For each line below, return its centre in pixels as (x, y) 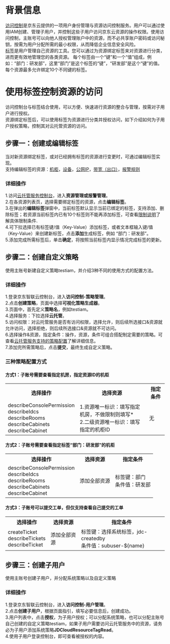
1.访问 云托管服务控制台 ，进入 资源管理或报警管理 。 (58, 195)
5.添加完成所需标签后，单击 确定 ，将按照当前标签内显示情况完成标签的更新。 (85, 240)
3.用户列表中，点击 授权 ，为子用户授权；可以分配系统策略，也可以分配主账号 (85, 617)
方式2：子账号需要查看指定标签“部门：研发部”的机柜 (60, 445)
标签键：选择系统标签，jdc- (114, 532)
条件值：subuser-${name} (113, 545)
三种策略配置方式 (26, 362)
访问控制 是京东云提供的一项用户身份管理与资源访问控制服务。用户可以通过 (83, 25)
